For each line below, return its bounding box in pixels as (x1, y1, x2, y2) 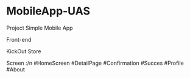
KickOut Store (6, 47, 41, 55)
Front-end (6, 36, 32, 43)
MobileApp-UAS (6, 4, 90, 18)
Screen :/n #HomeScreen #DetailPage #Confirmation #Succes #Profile (6, 59, 184, 67)
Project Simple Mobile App (6, 24, 73, 31)
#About (6, 65, 26, 73)
